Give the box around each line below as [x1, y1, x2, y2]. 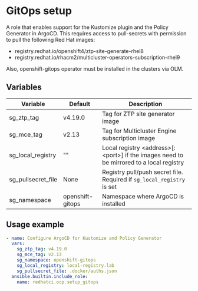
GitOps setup [6, 4, 72, 18]
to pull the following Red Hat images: [6, 36, 95, 43]
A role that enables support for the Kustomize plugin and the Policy [6, 24, 169, 31]
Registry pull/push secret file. [102, 168, 183, 176]
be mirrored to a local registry [102, 158, 184, 166]
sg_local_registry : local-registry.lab [16, 262, 115, 269]
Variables [6, 82, 42, 92]
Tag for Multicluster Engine [102, 127, 177, 135]
